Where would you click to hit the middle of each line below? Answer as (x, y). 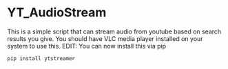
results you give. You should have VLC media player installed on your (105, 38)
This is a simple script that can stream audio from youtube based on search (114, 31)
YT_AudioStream (57, 13)
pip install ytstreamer (41, 58)
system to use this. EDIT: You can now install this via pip (87, 46)
